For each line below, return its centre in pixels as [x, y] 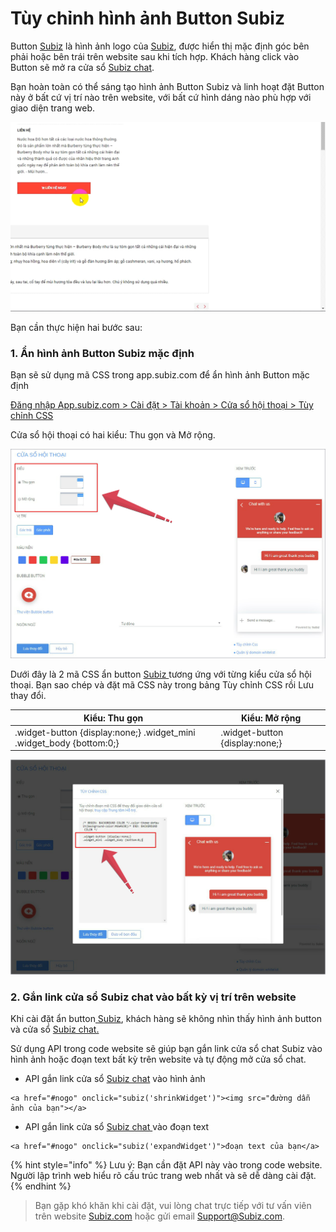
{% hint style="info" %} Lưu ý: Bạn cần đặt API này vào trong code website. [166, 1165]
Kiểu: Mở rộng [271, 718]
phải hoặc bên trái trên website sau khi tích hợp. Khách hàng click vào [155, 56]
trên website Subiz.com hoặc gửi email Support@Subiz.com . [159, 1216]
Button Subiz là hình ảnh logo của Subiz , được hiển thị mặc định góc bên [160, 46]
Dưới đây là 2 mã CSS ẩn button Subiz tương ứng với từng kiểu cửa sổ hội [161, 674]
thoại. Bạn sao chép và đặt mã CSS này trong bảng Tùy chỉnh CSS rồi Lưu [162, 685]
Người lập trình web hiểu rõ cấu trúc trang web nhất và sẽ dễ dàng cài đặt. [163, 1176]
